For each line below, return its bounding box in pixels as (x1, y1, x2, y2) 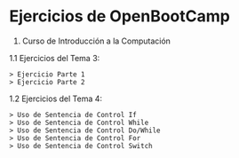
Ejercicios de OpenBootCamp (9, 6, 231, 27)
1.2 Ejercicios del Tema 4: (9, 93, 103, 104)
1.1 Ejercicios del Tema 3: (9, 52, 100, 63)
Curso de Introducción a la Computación (21, 36, 171, 46)
